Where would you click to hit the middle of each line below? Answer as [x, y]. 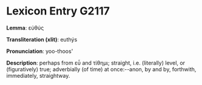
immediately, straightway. [38, 75]
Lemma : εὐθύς [25, 28]
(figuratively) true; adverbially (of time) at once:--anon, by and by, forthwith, [101, 69]
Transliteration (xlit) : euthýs [42, 39]
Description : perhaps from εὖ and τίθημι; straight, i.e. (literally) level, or [96, 63]
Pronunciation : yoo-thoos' [40, 51]
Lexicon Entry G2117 [58, 11]
